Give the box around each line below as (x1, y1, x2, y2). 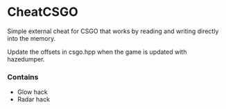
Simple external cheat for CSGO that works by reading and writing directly (7, 27, 219, 35)
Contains (7, 72, 39, 81)
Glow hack (17, 88, 48, 97)
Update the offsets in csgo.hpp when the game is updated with (7, 48, 187, 56)
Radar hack (17, 95, 51, 103)
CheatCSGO (7, 4, 78, 20)
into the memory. (7, 34, 56, 42)
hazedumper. (7, 54, 45, 63)
